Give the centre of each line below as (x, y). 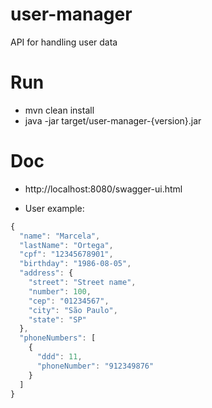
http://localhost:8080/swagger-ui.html (103, 189)
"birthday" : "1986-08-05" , (75, 264)
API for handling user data (64, 42)
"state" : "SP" (57, 319)
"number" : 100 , (60, 291)
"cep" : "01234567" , (69, 301)
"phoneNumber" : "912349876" (95, 366)
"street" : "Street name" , (82, 283)
